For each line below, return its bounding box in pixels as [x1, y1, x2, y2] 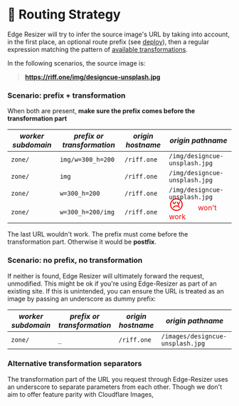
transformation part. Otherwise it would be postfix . [7, 238, 156, 246]
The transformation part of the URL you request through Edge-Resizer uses [7, 375, 229, 383]
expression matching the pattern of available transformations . [7, 45, 188, 53]
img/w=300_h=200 [59, 156, 115, 164]
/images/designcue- [161, 332, 228, 340]
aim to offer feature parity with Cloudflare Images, [7, 390, 154, 398]
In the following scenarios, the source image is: [7, 58, 146, 67]
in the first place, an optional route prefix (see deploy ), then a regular [7, 37, 210, 46]
